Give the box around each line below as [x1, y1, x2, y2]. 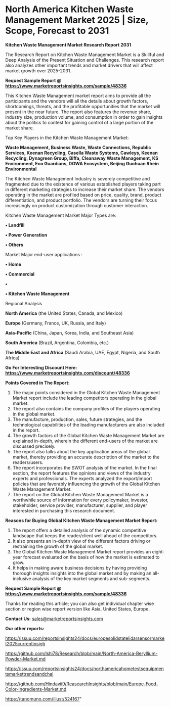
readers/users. [12, 459, 44, 465]
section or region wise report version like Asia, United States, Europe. [5, 605, 150, 612]
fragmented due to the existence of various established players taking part [5, 181, 161, 187]
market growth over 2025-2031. [5, 67, 72, 74]
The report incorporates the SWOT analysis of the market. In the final [12, 464, 157, 470]
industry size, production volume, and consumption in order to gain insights [5, 114, 163, 120]
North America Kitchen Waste [5, 4, 134, 15]
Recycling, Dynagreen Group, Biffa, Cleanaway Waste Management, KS [5, 155, 158, 161]
